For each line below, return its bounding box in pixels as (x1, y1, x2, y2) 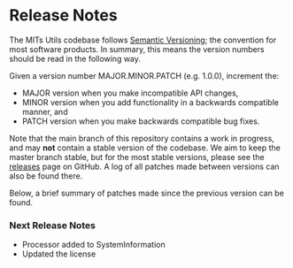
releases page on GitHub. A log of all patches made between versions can (9, 161, 281, 172)
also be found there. (9, 170, 83, 181)
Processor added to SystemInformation (21, 240, 166, 250)
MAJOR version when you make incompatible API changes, (21, 88, 239, 98)
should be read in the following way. (9, 53, 142, 64)
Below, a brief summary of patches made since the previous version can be (9, 188, 285, 198)
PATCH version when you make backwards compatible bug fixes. (21, 116, 260, 126)
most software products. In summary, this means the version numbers (9, 43, 265, 54)
